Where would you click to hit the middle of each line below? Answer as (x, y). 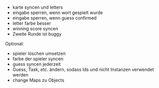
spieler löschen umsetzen (39, 53)
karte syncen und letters (38, 7)
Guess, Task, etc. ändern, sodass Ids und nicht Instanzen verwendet (83, 69)
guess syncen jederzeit (37, 64)
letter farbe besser (32, 23)
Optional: (15, 44)
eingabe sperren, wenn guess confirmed (54, 18)
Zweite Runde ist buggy (37, 34)
